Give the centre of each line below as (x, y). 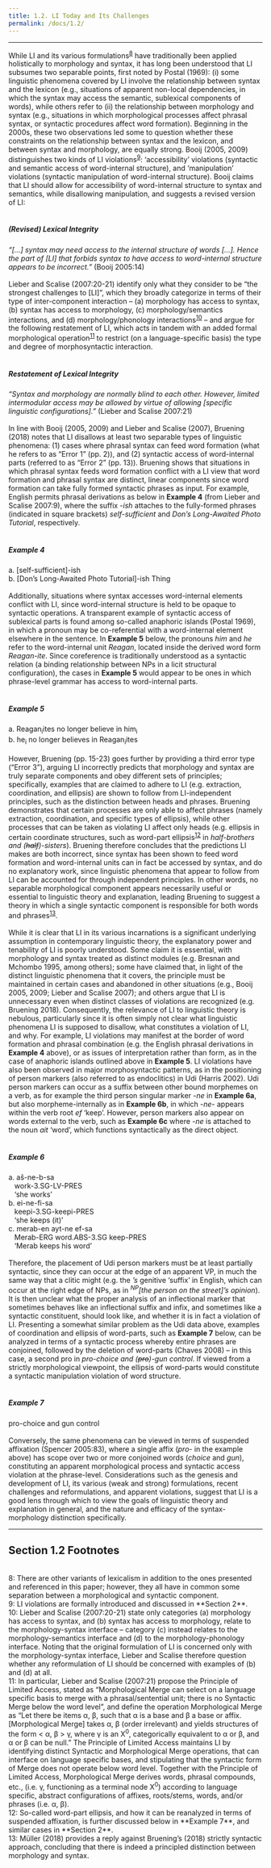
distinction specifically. (88, 1517)
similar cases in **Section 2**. (61, 1829)
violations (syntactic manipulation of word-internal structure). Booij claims (131, 176)
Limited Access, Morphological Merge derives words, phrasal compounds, (132, 1777)
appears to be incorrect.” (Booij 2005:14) (77, 266)
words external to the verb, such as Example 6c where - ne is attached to (130, 1121)
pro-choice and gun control (54, 1423)
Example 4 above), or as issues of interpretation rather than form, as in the (133, 1052)
